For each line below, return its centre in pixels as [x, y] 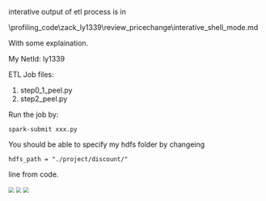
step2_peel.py [44, 99]
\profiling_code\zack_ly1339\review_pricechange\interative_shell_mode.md [133, 27]
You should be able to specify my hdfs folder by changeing [107, 144]
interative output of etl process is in [68, 12]
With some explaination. [49, 43]
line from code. [34, 174]
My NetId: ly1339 [37, 59]
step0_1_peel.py [46, 90]
